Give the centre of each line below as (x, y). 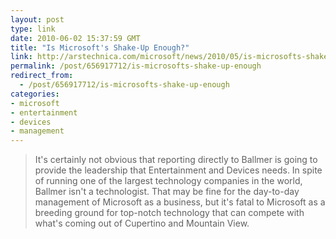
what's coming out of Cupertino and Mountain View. (142, 223)
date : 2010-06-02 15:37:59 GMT (75, 38)
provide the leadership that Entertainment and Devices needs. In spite (178, 170)
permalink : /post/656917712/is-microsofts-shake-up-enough (136, 66)
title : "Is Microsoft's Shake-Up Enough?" (100, 47)
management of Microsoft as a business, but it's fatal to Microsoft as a (180, 202)
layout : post (37, 19)
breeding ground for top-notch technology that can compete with (169, 213)
